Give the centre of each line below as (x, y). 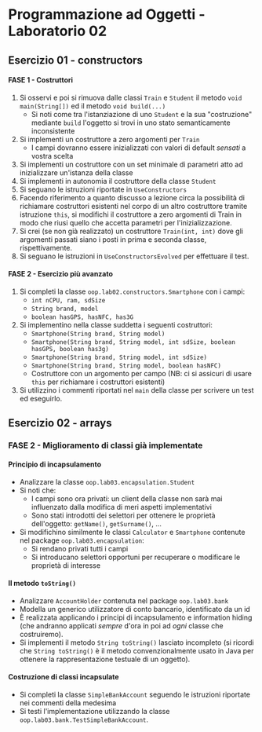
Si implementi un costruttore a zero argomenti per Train (109, 139)
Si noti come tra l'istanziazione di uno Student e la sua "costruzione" (142, 114)
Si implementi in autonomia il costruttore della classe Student (118, 181)
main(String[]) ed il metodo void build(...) (93, 106)
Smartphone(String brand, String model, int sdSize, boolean (133, 342)
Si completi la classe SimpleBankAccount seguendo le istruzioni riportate (135, 694)
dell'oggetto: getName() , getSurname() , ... (96, 523)
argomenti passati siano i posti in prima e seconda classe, (113, 239)
